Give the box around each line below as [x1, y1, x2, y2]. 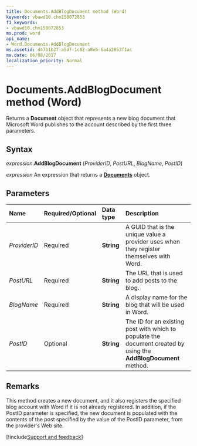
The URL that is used [125, 269, 183, 278]
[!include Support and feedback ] [6, 433, 83, 440]
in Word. [125, 308, 148, 316]
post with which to [125, 325, 176, 333]
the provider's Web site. [6, 422, 64, 429]
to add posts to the [125, 276, 178, 285]
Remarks [6, 381, 40, 391]
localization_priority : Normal [6, 58, 83, 63]
